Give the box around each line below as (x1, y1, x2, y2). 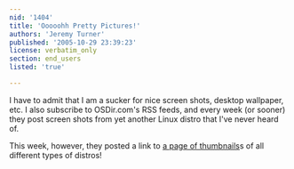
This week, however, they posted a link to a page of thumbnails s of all (9, 140, 265, 151)
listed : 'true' (9, 63, 66, 72)
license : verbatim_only (9, 46, 98, 55)
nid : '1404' (9, 12, 53, 22)
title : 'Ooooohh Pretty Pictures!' (9, 21, 141, 30)
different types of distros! (9, 149, 102, 160)
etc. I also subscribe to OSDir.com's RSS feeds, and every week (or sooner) (9, 104, 286, 115)
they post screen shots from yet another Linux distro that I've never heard (9, 113, 279, 125)
